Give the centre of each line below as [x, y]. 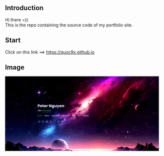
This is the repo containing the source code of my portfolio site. [69, 25]
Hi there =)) [17, 19]
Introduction [24, 8]
